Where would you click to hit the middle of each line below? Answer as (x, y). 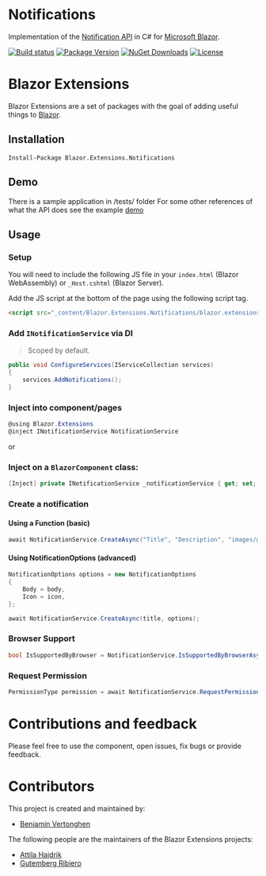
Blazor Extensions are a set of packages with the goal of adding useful (123, 106)
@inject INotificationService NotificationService (93, 432)
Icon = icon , (44, 596)
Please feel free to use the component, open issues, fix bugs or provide (125, 746)
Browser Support (42, 639)
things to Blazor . (34, 114)
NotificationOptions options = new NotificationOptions (102, 575)
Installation (36, 139)
